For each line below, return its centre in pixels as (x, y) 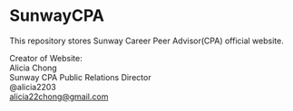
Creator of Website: (46, 58)
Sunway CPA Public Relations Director (80, 77)
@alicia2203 (33, 87)
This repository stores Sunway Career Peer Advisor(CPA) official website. (146, 41)
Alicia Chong (33, 68)
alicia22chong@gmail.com (59, 97)
